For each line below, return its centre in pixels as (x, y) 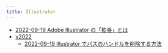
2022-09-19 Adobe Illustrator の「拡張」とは (71, 30)
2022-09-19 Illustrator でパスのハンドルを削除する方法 (93, 43)
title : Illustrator (31, 12)
